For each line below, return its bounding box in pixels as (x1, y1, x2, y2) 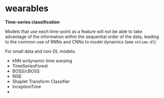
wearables (5, 3, 49, 14)
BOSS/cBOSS (12, 68, 40, 74)
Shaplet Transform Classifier (12, 78, 70, 84)
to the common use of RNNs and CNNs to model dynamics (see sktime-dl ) (5, 39, 156, 44)
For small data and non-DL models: (5, 48, 76, 54)
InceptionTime (12, 83, 42, 89)
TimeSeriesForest (12, 63, 48, 69)
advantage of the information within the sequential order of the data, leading (5, 34, 159, 39)
